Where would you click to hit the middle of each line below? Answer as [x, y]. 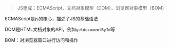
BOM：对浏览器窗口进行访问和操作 [42, 40]
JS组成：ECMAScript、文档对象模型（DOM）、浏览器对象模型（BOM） [92, 8]
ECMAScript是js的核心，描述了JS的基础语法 [51, 19]
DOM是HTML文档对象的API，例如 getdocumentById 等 [60, 29]
